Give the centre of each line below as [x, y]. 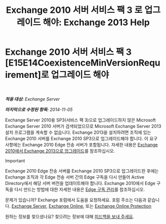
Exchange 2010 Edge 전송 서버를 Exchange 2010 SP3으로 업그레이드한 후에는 [82, 171]
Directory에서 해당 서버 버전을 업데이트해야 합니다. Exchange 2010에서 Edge [80, 183]
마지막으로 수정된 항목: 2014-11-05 [39, 110]
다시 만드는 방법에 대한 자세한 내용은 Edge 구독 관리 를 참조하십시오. [80, 189]
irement [22, 75]
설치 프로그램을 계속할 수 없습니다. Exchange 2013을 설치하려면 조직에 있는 [78, 132]
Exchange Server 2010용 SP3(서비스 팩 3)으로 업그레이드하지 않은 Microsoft [81, 120]
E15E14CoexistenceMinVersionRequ [84, 63]
